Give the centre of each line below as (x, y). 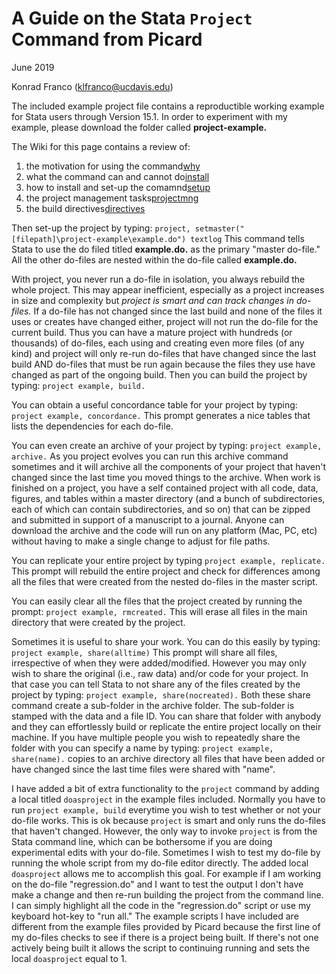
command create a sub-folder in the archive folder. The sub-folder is (153, 705)
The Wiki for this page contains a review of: (101, 146)
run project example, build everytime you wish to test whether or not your (166, 809)
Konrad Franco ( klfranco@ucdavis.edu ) (92, 86)
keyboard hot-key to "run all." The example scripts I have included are (155, 916)
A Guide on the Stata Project (132, 18)
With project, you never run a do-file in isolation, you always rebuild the (158, 279)
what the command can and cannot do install (117, 176)
